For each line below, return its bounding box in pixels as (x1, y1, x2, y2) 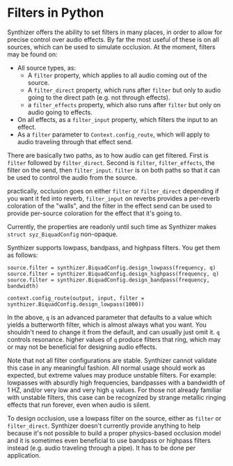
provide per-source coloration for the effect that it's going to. (7, 209, 182, 217)
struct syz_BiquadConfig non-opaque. (7, 230, 118, 238)
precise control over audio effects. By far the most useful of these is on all (7, 35, 219, 43)
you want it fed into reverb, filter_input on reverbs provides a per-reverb (7, 194, 220, 203)
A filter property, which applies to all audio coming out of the (27, 71, 207, 79)
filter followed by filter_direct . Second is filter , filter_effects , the (7, 158, 216, 166)
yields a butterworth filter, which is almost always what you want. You (7, 320, 207, 329)
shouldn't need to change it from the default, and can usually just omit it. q (7, 327, 220, 336)
